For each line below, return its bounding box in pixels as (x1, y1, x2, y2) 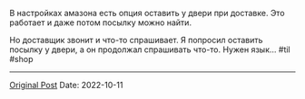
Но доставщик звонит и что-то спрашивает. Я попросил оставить (9, 35, 263, 45)
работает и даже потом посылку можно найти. (9, 17, 192, 28)
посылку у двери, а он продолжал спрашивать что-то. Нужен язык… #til (9, 44, 290, 55)
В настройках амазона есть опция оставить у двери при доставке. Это (9, 8, 285, 18)
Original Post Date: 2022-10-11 (9, 80, 123, 90)
